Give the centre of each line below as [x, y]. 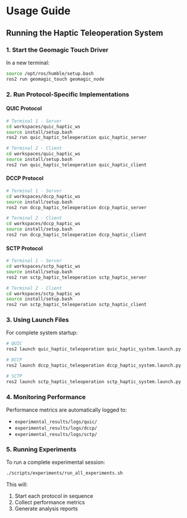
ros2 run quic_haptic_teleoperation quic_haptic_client [76, 165]
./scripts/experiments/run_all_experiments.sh [65, 473]
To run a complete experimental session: [56, 462]
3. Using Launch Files [38, 320]
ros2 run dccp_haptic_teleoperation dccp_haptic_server [76, 207]
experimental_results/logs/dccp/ [56, 428]
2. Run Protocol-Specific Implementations [68, 94]
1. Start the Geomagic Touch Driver [57, 50]
